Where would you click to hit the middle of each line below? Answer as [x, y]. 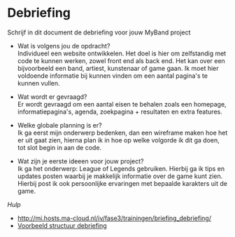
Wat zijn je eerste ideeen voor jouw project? [80, 161]
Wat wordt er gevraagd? [52, 97]
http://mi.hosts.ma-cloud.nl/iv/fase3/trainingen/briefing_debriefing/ [114, 218]
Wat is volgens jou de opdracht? [64, 46]
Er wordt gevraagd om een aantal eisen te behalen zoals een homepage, [122, 104]
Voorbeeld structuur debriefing [62, 225]
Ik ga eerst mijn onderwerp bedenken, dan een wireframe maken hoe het [122, 133]
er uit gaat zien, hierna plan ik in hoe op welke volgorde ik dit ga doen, [119, 140]
